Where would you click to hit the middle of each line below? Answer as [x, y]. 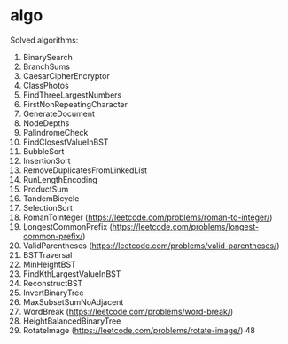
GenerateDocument [59, 113]
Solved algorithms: [44, 40]
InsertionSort [47, 160]
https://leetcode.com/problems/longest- [186, 226]
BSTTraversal [47, 254]
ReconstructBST [53, 283]
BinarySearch [48, 57]
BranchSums [46, 66]
